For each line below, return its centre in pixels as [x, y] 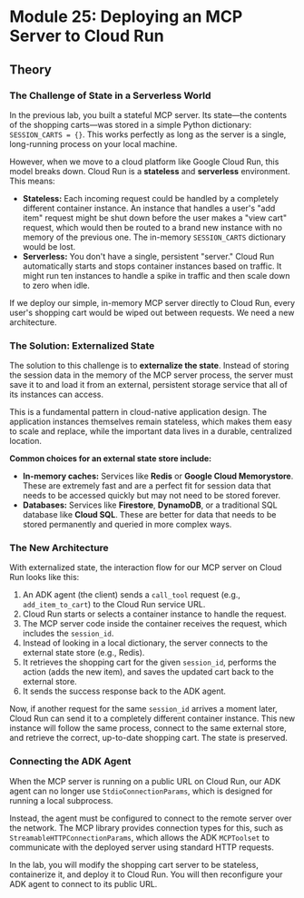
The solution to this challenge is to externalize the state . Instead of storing [149, 366]
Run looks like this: [44, 577]
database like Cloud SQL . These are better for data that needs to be [149, 515]
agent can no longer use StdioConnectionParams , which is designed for [141, 791]
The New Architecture [59, 548]
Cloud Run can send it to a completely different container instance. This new [152, 718]
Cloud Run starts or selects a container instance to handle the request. [155, 614]
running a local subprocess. [61, 800]
